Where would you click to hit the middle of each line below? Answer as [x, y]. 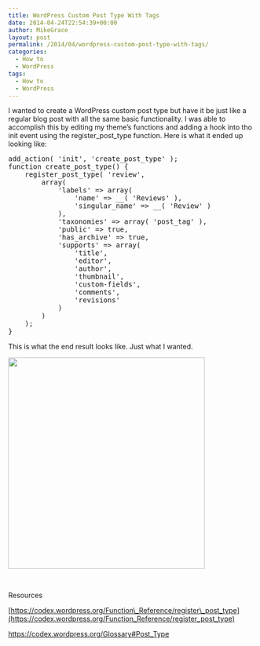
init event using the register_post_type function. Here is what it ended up [126, 136]
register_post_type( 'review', [85, 175]
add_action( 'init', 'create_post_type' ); [93, 159]
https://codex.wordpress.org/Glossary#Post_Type [89, 634]
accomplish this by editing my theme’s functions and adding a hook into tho [130, 127]
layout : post [29, 37]
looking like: [27, 144]
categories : [27, 52]
